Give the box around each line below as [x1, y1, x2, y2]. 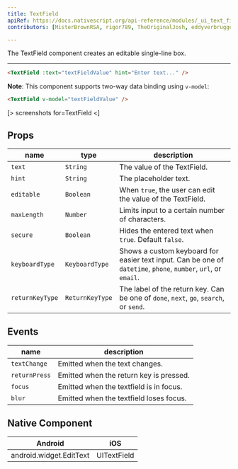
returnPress [11, 371, 52, 379]
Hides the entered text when [119, 226, 214, 236]
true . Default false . [119, 234, 184, 244]
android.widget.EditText [11, 450, 90, 460]
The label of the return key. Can [119, 284, 225, 294]
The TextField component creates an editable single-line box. [7, 49, 186, 57]
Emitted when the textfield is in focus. [57, 381, 183, 391]
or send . [119, 301, 145, 311]
